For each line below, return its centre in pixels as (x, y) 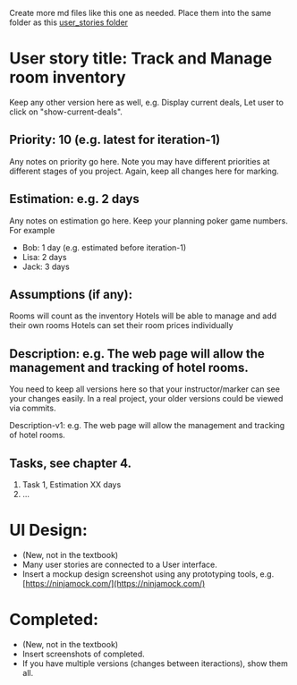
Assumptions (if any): (71, 294)
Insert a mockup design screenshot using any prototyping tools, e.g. (148, 574)
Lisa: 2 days (44, 257)
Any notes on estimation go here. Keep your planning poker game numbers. (148, 220)
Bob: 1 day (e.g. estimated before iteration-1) (104, 247)
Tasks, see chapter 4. (71, 463)
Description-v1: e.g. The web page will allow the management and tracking (147, 426)
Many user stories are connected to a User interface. (119, 564)
